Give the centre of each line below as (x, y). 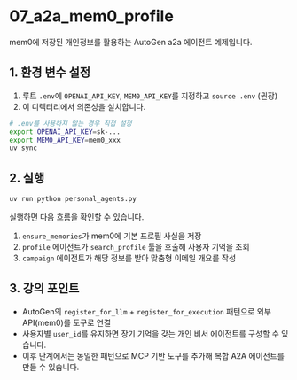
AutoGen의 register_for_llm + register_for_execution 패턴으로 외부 (147, 311)
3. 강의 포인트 (44, 288)
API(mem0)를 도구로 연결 (66, 322)
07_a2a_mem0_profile (92, 16)
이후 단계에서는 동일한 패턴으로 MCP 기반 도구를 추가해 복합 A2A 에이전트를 (153, 355)
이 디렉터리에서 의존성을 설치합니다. (84, 106)
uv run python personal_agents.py (73, 199)
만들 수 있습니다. (51, 367)
